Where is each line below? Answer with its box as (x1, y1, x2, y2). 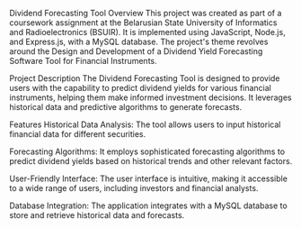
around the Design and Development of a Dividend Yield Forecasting (9, 46, 263, 57)
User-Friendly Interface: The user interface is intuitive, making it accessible (9, 173, 288, 184)
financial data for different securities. (9, 129, 146, 139)
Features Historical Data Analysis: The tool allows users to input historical (9, 119, 281, 130)
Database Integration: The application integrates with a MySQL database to (9, 200, 288, 211)
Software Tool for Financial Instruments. (9, 56, 157, 66)
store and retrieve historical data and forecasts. (9, 210, 185, 220)
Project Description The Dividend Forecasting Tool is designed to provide (9, 73, 280, 84)
